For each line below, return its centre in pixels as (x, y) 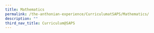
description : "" (21, 18)
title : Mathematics (25, 9)
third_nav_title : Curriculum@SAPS (40, 23)
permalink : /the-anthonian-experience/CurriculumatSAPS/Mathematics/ (77, 14)
